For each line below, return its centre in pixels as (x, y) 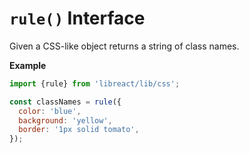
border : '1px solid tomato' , (79, 130)
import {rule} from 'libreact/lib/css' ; (95, 83)
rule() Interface (77, 18)
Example (28, 65)
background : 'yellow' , (65, 120)
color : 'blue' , (50, 111)
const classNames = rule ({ (65, 102)
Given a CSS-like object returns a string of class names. (124, 46)
